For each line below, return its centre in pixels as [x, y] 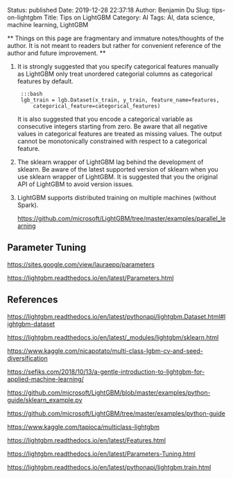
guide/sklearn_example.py [45, 399]
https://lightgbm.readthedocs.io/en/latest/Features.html [87, 440]
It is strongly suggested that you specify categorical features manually [118, 66]
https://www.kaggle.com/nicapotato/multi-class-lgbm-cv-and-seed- [105, 351]
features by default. [45, 81]
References [33, 300]
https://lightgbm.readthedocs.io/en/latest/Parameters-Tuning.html [102, 454]
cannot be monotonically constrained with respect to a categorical [112, 141]
